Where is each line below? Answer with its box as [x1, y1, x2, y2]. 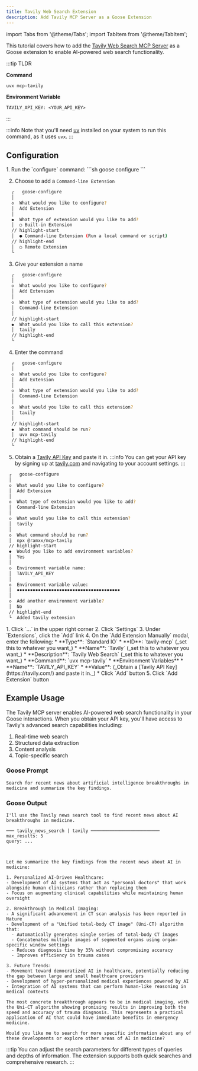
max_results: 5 [6, 833, 44, 839]
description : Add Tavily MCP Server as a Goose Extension [6, 14, 152, 20]
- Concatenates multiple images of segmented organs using [11, 937, 160, 943]
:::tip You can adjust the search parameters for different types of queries [6, 1046, 183, 1053]
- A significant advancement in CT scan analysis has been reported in [6, 911, 186, 917]
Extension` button [6, 675, 49, 683]
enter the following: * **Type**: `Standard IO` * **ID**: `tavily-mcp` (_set [6, 638, 187, 645]
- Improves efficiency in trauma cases [11, 952, 110, 958]
